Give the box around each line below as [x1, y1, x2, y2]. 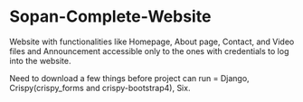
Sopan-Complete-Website [9, 6, 212, 27]
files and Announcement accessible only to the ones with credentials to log [9, 45, 289, 56]
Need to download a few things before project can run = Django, [9, 72, 251, 83]
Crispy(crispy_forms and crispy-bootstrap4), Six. [9, 82, 191, 93]
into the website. [9, 55, 71, 66]
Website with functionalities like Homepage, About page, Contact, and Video [9, 36, 295, 47]
